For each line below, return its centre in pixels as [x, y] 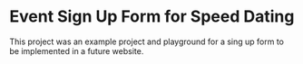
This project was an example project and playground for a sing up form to [147, 41]
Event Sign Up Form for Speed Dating [152, 17]
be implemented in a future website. [77, 50]
